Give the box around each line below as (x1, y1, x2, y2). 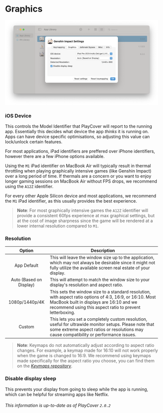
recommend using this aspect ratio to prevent (49, 304, 141, 310)
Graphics (5, 3, 43, 15)
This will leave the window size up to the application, (49, 255, 155, 260)
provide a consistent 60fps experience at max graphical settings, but (16, 213, 155, 219)
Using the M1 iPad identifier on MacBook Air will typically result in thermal (5, 163, 151, 169)
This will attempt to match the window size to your (49, 277, 150, 283)
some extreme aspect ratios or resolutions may (49, 327, 144, 332)
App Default (14, 262, 39, 268)
